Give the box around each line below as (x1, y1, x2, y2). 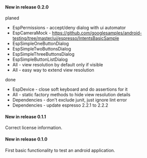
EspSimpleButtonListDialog (12, 56, 68, 62)
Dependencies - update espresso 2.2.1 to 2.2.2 (12, 102, 108, 108)
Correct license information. (5, 125, 63, 131)
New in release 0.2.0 (5, 4, 49, 10)
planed (5, 15, 19, 21)
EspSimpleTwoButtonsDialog (12, 46, 71, 52)
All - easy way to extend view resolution (12, 67, 94, 73)
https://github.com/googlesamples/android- (52, 30, 142, 36)
